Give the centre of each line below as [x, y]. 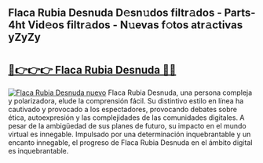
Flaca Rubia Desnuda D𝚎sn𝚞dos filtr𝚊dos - [115, 13]
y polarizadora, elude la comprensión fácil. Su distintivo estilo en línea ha [126, 101]
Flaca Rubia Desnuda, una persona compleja [180, 92]
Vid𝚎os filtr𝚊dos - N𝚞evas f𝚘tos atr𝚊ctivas [135, 25]
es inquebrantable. [38, 151]
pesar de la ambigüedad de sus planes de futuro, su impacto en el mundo [128, 126]
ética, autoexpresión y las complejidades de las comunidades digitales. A [126, 118]
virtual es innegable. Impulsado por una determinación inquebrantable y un [130, 134]
